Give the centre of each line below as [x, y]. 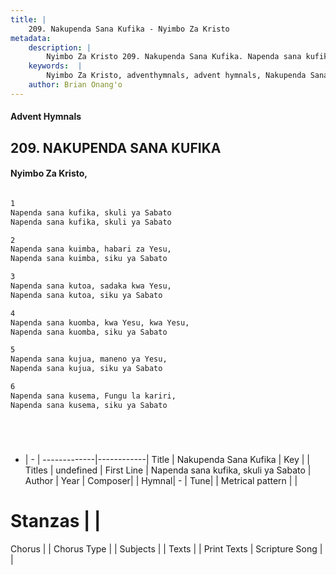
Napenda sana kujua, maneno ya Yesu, [89, 359]
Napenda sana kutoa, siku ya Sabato [86, 295]
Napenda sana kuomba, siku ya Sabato [89, 332]
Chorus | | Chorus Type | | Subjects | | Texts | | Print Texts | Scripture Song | [166, 548]
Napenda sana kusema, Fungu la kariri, [93, 396]
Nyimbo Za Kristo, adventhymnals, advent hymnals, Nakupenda [176, 76]
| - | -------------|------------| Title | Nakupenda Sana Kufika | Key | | [167, 459]
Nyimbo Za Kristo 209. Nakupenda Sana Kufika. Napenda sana [174, 57]
